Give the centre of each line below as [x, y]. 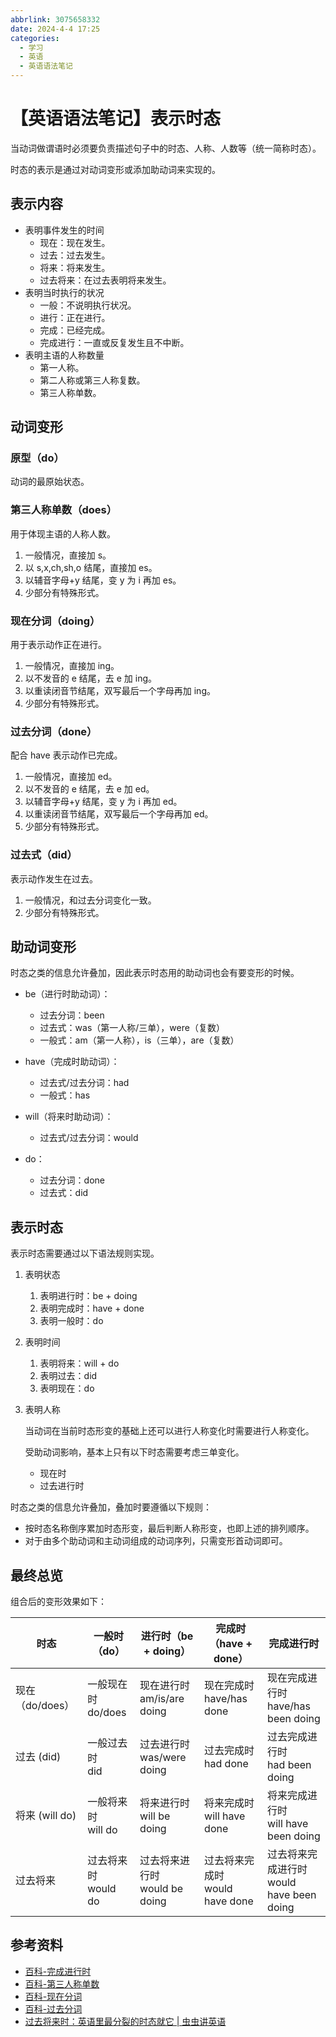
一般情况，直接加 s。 [68, 555]
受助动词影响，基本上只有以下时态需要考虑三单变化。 [134, 1452]
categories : [35, 38]
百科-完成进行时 [58, 1971]
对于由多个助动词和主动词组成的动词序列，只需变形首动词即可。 [156, 1541]
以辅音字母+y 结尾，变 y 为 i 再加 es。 [103, 580]
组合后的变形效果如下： [58, 1602]
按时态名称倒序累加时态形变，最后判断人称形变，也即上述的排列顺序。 [169, 1528]
